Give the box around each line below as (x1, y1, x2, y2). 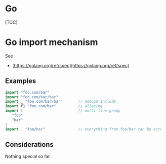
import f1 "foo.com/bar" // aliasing (5, 104, 103, 109)
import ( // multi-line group (5, 108, 121, 114)
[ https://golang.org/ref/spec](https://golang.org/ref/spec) (12, 62, 129, 68)
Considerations (5, 140, 54, 149)
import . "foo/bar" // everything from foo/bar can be (5, 126, 152, 131)
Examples (5, 77, 36, 85)
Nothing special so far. (5, 154, 51, 160)
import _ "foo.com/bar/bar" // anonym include (5, 99, 116, 104)
